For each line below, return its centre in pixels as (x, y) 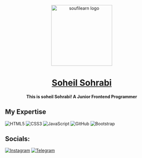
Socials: (18, 139)
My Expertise (26, 112)
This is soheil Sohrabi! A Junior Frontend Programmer (82, 96)
